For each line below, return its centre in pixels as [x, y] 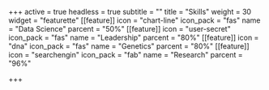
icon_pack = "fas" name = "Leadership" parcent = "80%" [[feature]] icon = [134, 37]
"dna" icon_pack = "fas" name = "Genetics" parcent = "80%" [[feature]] [129, 46]
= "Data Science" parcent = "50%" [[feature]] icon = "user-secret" [120, 29]
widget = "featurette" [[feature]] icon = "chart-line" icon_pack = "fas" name [134, 20]
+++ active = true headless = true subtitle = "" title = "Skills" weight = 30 [130, 12]
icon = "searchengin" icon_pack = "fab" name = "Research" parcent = [126, 55]
